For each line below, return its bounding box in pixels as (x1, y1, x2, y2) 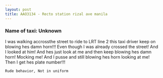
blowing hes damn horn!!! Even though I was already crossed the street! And (5, 44, 159, 49)
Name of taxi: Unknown (5, 28, 62, 34)
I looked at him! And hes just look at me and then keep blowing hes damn (5, 49, 152, 55)
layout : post (5, 7, 32, 12)
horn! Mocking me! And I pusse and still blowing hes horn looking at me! (5, 54, 150, 60)
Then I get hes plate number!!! (5, 59, 66, 65)
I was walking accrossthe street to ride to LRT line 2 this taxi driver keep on (5, 38, 156, 44)
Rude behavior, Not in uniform (5, 68, 69, 73)
